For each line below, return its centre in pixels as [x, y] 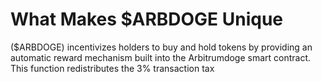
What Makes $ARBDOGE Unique [147, 19]
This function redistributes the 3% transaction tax [112, 68]
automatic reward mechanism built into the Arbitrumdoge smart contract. [161, 57]
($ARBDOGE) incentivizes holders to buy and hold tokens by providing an [161, 47]
